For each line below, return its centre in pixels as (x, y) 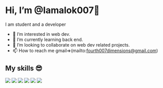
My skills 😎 (24, 69)
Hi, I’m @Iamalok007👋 (52, 10)
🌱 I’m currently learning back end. (48, 39)
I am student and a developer (36, 24)
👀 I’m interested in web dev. (41, 34)
